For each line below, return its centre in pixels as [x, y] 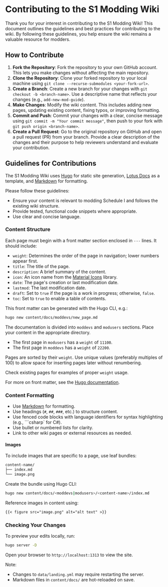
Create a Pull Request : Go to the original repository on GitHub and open [87, 132]
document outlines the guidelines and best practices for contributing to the [83, 28]
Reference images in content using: [42, 503]
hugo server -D [21, 545]
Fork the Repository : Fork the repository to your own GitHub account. [85, 67]
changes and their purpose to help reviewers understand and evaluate [85, 142]
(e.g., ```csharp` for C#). [37, 422]
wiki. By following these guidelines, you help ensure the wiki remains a [78, 34]
